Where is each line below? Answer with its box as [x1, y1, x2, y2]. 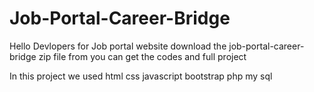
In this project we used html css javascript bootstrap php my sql [9, 70, 273, 82]
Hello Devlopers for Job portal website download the [9, 40, 227, 52]
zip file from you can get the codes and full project [38, 50, 247, 62]
